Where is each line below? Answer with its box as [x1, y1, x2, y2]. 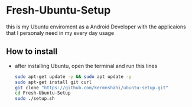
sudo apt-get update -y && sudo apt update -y [14, 73, 132, 80]
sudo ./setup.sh [14, 96, 55, 102]
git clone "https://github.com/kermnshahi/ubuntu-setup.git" [14, 85, 169, 90]
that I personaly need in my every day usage [6, 29, 114, 36]
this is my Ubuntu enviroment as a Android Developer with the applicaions [6, 23, 186, 30]
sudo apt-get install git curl [14, 79, 92, 85]
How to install [6, 47, 58, 57]
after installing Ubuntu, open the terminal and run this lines [14, 62, 158, 69]
